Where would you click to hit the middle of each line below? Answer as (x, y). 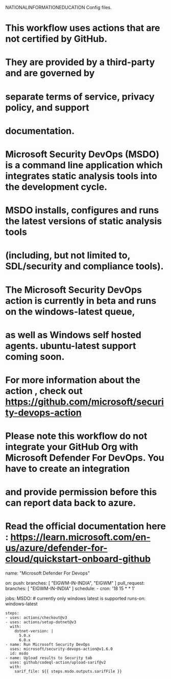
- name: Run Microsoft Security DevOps (48, 645)
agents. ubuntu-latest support (71, 346)
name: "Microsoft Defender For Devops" (48, 573)
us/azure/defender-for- (56, 548)
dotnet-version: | (34, 631)
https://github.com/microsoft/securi (85, 402)
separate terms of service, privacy (80, 96)
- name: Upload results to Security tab (49, 658)
